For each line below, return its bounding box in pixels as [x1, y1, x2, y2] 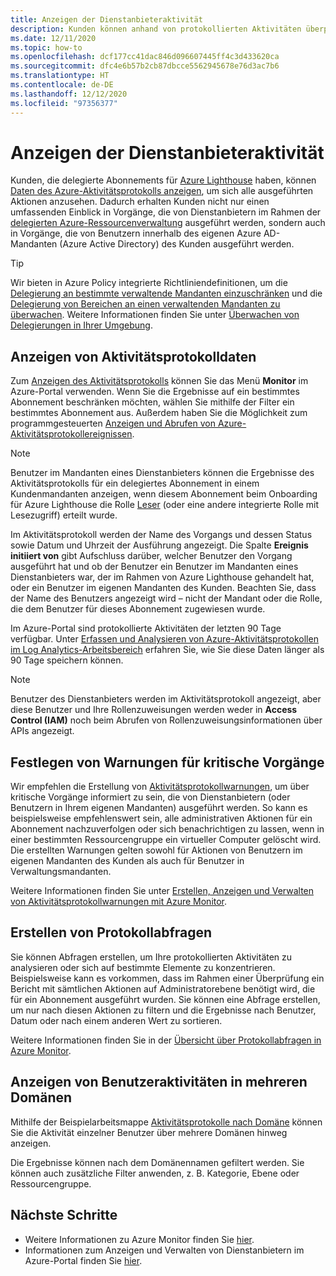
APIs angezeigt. [10, 725, 75, 737]
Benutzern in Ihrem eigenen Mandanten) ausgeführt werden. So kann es [10, 802, 308, 814]
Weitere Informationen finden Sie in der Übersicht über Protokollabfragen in [10, 1034, 322, 1046]
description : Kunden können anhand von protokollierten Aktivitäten [10, 24, 302, 34]
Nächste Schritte [10, 1207, 118, 1224]
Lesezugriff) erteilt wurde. [10, 509, 118, 521]
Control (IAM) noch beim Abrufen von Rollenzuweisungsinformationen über [10, 714, 323, 726]
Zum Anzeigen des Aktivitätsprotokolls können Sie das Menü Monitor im [10, 375, 309, 387]
